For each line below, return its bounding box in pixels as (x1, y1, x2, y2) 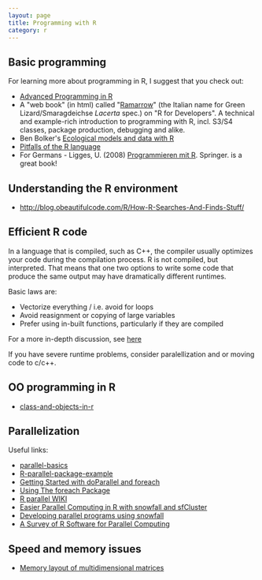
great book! (19, 159, 57, 168)
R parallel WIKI (19, 494, 68, 503)
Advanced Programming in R (19, 92, 113, 101)
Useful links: (8, 445, 49, 455)
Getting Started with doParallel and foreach (19, 477, 160, 487)
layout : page (8, 11, 51, 20)
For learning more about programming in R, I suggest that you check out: (8, 77, 244, 86)
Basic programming (8, 55, 107, 69)
